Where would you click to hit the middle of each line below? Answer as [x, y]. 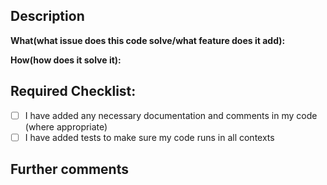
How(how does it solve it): [66, 60]
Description [47, 16]
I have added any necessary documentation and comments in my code [171, 115]
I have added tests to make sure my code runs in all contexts [149, 137]
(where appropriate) [66, 126]
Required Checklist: [73, 91]
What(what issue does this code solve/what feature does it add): [148, 40]
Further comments [69, 169]
